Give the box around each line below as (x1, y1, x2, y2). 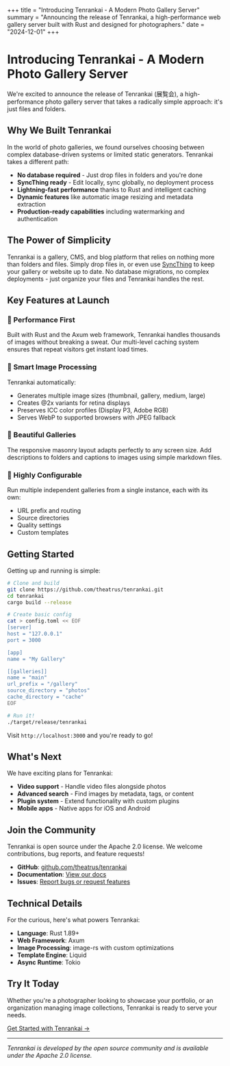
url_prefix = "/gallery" (7, 681, 78, 688)
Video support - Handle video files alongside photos (16, 783, 166, 791)
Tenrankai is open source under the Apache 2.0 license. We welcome (7, 842, 203, 850)
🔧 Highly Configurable (7, 470, 82, 480)
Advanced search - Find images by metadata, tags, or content (16, 789, 194, 798)
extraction (16, 200, 46, 208)
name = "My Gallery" (7, 656, 66, 662)
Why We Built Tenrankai (7, 125, 112, 137)
